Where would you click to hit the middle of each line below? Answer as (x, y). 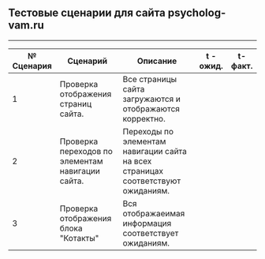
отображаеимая (154, 213)
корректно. (144, 118)
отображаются (151, 108)
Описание (157, 61)
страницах (143, 171)
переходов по (86, 151)
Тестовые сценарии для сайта (87, 13)
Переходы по (148, 131)
